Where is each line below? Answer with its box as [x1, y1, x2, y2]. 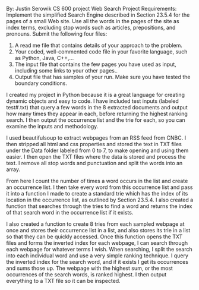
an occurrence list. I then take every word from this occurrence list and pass [6, 184, 193, 191]
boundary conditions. [14, 80, 67, 87]
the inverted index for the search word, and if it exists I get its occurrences [6, 259, 189, 265]
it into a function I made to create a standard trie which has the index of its [6, 190, 188, 197]
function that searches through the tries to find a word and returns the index [6, 203, 192, 210]
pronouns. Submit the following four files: [6, 30, 108, 37]
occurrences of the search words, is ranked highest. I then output [6, 271, 167, 278]
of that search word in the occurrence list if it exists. [6, 209, 134, 216]
